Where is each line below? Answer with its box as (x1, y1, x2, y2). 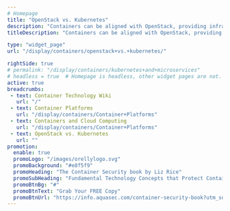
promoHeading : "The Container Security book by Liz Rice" (13, 169, 183, 175)
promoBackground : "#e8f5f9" (13, 162, 94, 169)
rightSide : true (7, 60, 53, 67)
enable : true (13, 149, 51, 156)
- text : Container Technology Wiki (10, 92, 112, 99)
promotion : (7, 143, 38, 150)
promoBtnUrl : (13, 194, 51, 201)
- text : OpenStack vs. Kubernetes (10, 130, 109, 137)
